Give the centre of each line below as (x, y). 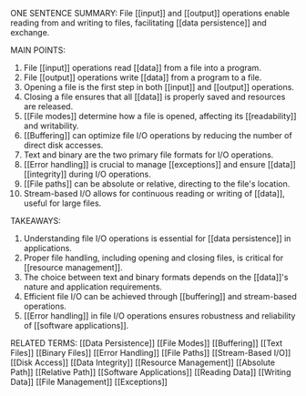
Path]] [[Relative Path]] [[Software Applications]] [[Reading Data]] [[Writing (151, 372)
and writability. (51, 126)
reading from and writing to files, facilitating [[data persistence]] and (138, 23)
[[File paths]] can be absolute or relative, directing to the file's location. (157, 184)
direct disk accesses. (63, 145)
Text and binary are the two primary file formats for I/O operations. (148, 155)
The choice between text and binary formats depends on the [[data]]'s (156, 277)
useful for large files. (62, 203)
